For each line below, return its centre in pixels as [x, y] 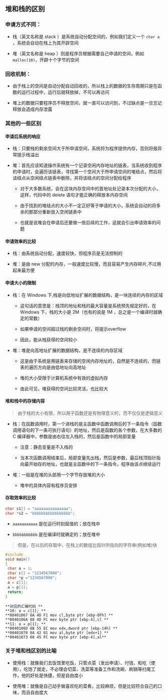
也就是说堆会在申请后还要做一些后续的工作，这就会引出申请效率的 [88, 223]
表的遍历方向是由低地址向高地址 [53, 367]
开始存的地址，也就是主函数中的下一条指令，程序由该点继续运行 [95, 464]
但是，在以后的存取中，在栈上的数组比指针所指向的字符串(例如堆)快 [87, 545]
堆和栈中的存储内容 [25, 401]
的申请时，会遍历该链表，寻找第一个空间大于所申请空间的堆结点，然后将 [87, 172]
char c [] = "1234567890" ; [34, 573]
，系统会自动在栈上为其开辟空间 [45, 43]
